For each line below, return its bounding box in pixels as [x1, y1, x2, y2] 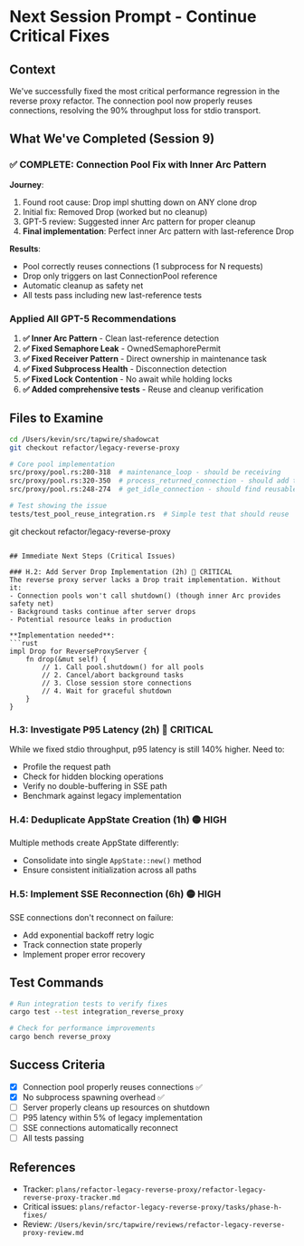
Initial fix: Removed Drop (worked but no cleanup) [22, 206, 208, 217]
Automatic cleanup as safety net [22, 279, 144, 291]
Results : [9, 243, 41, 254]
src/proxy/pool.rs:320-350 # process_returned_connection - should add [9, 476, 290, 486]
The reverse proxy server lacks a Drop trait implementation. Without [9, 575, 281, 584]
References [9, 1159, 76, 1175]
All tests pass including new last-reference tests [22, 289, 202, 300]
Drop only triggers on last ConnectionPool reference [22, 270, 218, 281]
